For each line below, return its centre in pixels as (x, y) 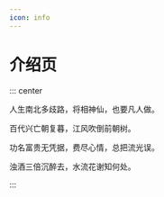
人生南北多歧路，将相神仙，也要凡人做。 (84, 109)
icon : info (30, 18)
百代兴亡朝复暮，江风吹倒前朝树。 (73, 128)
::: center (26, 90)
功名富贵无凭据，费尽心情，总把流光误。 (84, 147)
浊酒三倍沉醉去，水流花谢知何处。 (73, 166)
